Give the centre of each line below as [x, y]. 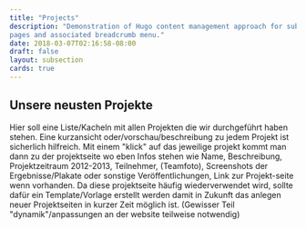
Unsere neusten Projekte [81, 105]
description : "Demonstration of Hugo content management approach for [146, 26]
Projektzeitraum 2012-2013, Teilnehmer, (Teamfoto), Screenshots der [139, 165]
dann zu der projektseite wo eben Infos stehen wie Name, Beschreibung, [146, 156]
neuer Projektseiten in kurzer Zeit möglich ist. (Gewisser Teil [122, 204]
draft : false [34, 52]
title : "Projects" [44, 18]
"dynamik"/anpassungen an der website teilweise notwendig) [125, 214]
